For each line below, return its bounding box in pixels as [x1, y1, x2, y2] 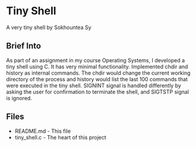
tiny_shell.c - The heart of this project [14, 133, 107, 140]
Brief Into [6, 41, 42, 51]
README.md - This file [14, 127, 71, 135]
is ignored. [6, 94, 33, 101]
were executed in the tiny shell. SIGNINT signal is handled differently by [6, 82, 181, 89]
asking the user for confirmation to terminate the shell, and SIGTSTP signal [6, 88, 189, 95]
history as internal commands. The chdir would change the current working [6, 69, 191, 76]
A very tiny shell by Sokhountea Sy [6, 24, 91, 31]
